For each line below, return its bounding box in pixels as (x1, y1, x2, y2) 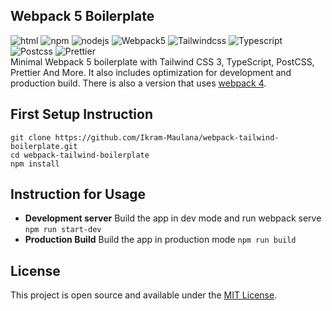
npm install (10, 159, 60, 169)
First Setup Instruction (10, 106, 153, 123)
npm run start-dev (24, 225, 102, 235)
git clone (10, 132, 52, 143)
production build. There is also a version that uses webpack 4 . (10, 77, 267, 89)
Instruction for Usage (10, 186, 147, 203)
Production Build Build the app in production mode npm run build (24, 234, 297, 246)
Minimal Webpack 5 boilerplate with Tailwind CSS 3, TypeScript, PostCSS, (10, 55, 315, 68)
